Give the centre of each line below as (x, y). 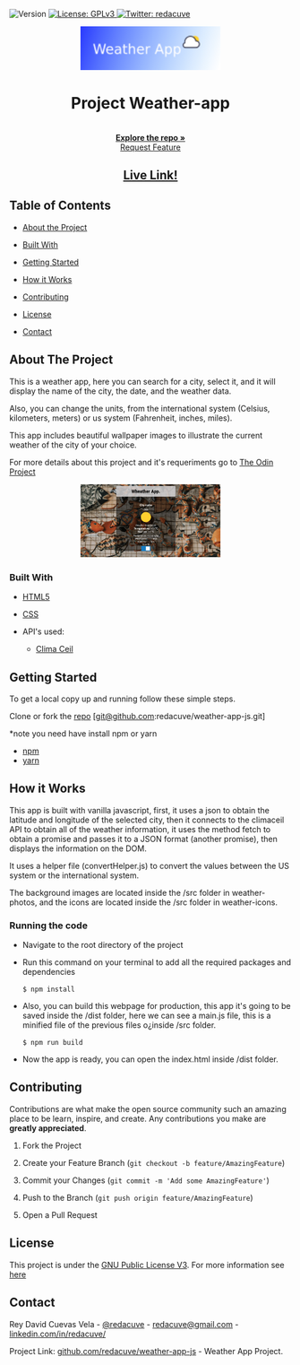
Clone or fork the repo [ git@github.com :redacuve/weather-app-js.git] (137, 716)
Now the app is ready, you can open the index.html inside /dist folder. (150, 1059)
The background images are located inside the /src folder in (120, 892)
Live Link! (150, 175)
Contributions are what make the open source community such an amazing (148, 1109)
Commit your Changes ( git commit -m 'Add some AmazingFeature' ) (146, 1180)
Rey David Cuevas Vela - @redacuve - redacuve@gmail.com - (124, 1324)
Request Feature (150, 147)
